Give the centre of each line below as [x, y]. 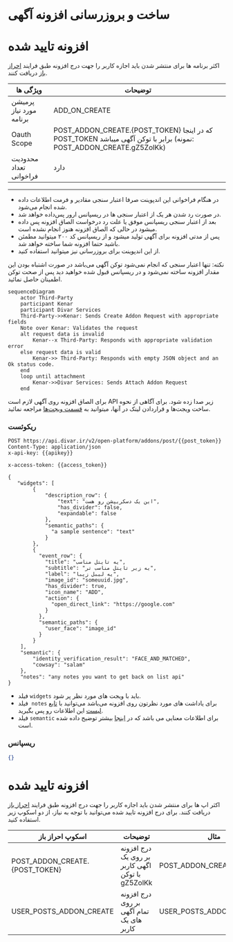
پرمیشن [23, 102]
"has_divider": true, [76, 587]
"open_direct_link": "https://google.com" [113, 604]
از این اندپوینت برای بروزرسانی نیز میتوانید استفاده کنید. [89, 251]
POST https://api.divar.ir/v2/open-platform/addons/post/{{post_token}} [115, 441]
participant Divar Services [60, 310]
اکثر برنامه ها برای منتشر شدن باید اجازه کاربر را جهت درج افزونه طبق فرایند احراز [114, 66]
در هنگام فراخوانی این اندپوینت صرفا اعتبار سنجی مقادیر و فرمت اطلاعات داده [118, 200]
